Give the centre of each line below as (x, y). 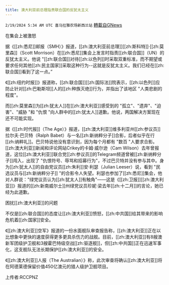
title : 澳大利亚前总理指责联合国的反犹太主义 (47, 10)
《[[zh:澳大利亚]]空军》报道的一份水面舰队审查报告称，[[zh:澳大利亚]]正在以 (83, 231)
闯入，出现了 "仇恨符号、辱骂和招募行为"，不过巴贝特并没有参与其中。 (86, 160)
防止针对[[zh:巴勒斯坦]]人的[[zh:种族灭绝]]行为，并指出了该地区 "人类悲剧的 (84, 88)
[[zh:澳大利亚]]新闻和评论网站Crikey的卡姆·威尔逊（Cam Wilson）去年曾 (80, 148)
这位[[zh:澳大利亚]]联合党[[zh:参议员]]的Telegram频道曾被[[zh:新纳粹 (86, 154)
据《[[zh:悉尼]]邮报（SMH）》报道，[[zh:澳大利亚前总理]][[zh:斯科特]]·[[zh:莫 (84, 46)
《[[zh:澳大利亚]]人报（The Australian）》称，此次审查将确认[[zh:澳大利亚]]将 (84, 260)
